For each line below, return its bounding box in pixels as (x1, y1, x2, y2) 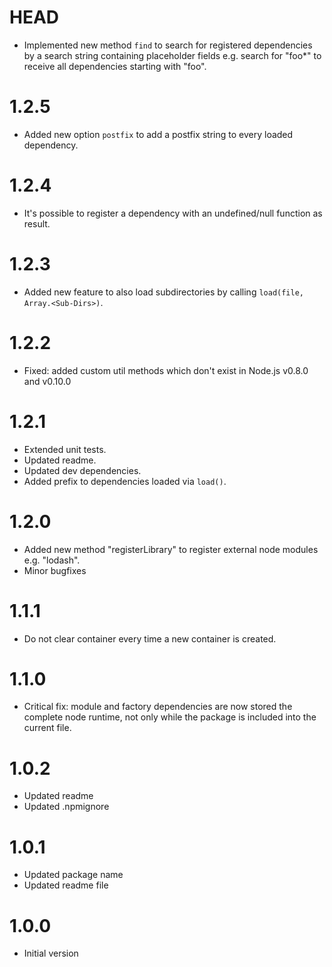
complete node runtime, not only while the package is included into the (23, 711, 317, 723)
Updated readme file (23, 879, 109, 891)
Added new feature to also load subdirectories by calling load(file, (23, 286, 305, 298)
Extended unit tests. (23, 443, 107, 455)
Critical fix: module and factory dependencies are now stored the (23, 701, 293, 713)
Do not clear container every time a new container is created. (23, 632, 277, 645)
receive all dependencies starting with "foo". (23, 60, 207, 72)
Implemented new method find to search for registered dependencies (23, 39, 313, 51)
